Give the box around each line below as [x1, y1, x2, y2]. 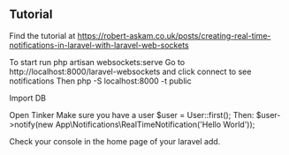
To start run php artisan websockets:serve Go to [9, 56, 186, 67]
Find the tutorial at [9, 30, 76, 41]
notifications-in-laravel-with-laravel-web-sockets [9, 40, 189, 50]
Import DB [9, 92, 47, 103]
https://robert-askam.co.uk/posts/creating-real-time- [77, 30, 271, 41]
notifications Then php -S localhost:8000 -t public [9, 75, 192, 86]
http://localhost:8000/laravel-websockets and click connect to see [9, 66, 252, 77]
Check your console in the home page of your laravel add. [9, 136, 221, 146]
